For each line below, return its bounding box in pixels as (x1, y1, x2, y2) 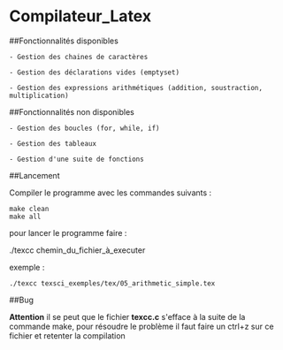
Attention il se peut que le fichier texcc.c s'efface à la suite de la (9, 311, 246, 322)
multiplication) (9, 91, 69, 100)
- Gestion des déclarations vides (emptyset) (9, 68, 180, 77)
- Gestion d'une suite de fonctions (9, 155, 144, 164)
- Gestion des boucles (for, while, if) (9, 124, 161, 133)
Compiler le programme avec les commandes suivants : (9, 187, 212, 198)
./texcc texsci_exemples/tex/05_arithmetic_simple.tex (9, 278, 216, 288)
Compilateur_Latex (9, 6, 152, 27)
